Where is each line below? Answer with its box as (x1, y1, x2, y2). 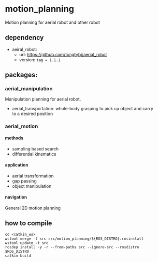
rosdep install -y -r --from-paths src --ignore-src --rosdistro (5, 245, 139, 249)
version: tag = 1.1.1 (19, 57, 60, 63)
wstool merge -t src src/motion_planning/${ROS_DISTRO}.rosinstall (5, 236, 144, 241)
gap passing (12, 178, 37, 184)
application (5, 162, 29, 168)
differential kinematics (12, 151, 57, 157)
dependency (5, 33, 44, 42)
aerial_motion (5, 123, 38, 130)
